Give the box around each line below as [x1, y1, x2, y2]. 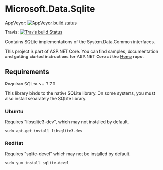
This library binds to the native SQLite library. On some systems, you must [5, 90, 155, 96]
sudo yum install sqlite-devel [5, 161, 69, 166]
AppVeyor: [5, 20, 27, 26]
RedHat [5, 140, 24, 146]
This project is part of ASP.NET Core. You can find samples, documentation [5, 48, 159, 54]
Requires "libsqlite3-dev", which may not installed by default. [5, 119, 129, 125]
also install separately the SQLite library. [5, 95, 87, 101]
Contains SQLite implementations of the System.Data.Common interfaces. [5, 38, 155, 45]
